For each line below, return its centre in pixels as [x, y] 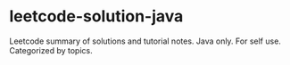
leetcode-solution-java [96, 16]
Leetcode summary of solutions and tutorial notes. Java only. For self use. [145, 41]
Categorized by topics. [51, 50]
